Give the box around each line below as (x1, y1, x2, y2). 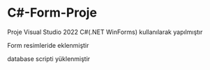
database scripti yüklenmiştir (7, 54, 91, 63)
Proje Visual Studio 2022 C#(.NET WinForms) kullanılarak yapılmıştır (7, 28, 203, 36)
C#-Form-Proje (7, 5, 98, 21)
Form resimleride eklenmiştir (7, 41, 89, 49)
